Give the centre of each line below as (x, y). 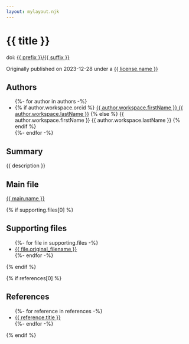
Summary (25, 151)
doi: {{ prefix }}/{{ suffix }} (38, 57)
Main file (22, 184)
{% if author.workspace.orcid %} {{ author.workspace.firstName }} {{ (99, 108)
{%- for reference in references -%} (58, 311)
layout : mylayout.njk (33, 12)
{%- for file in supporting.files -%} (56, 242)
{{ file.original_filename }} (46, 249)
